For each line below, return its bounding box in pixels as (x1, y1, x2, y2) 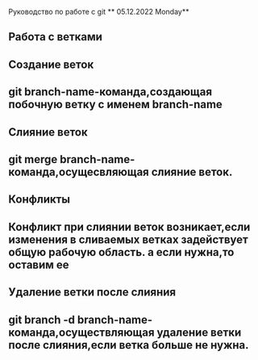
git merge (8, 153, 58, 166)
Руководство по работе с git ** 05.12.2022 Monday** (8, 7, 189, 16)
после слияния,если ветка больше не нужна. (8, 338, 249, 352)
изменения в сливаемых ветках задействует (8, 232, 248, 246)
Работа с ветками (8, 30, 103, 44)
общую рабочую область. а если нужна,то (8, 245, 235, 259)
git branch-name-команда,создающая (8, 85, 212, 99)
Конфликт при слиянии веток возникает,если (8, 220, 251, 233)
